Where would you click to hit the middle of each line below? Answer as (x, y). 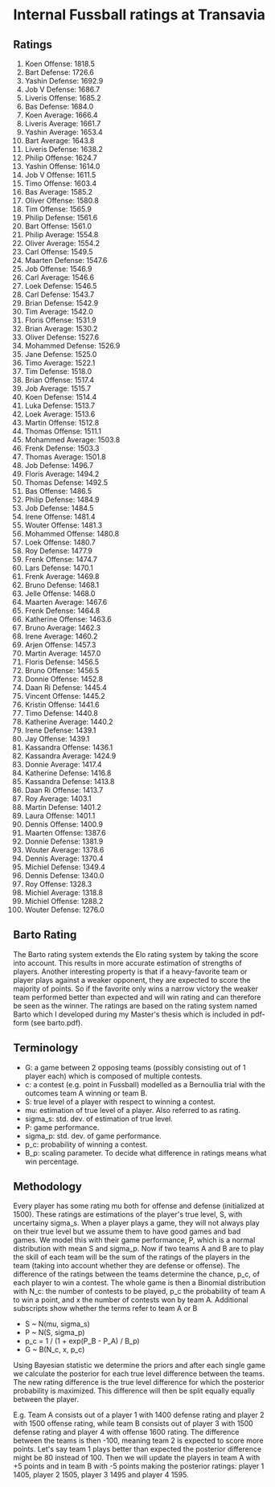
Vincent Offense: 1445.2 (65, 696)
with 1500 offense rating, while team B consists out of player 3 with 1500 (133, 1423)
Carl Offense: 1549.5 (59, 252)
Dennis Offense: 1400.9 (64, 824)
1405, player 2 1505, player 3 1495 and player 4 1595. (101, 1475)
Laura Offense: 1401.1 (60, 815)
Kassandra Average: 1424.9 (70, 756)
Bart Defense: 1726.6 (60, 72)
